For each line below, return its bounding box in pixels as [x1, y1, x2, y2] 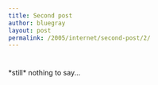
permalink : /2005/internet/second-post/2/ [8, 33, 151, 42]
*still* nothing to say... [8, 68, 81, 78]
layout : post [8, 26, 52, 34]
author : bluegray [8, 19, 66, 27]
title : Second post [8, 11, 73, 20]
